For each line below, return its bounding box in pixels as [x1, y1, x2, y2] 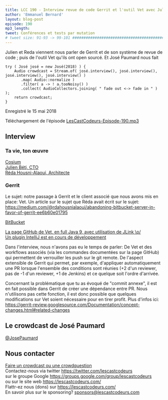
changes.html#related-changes [5, 307, 70, 313]
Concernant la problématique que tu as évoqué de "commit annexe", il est [5, 280, 157, 286]
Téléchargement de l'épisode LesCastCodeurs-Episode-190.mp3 [5, 117, 139, 123]
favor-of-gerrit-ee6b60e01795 [5, 209, 68, 215]
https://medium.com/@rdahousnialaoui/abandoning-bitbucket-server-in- [5, 204, 155, 210]
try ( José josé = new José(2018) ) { [5, 64, 86, 69]
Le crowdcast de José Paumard [5, 322, 105, 330]
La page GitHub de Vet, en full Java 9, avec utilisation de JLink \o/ [5, 229, 141, 235]
